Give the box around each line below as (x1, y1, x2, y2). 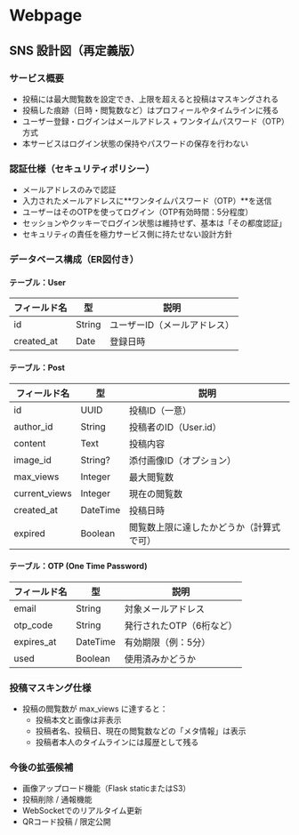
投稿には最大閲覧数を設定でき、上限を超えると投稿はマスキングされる (21, 93, 279, 104)
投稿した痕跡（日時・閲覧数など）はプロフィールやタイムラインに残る (21, 104, 279, 116)
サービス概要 (9, 72, 65, 84)
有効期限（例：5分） (124, 636, 211, 648)
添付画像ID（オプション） (128, 454, 237, 467)
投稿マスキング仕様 (9, 681, 92, 694)
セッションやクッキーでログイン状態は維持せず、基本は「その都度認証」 (21, 218, 287, 229)
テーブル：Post (9, 362, 65, 373)
